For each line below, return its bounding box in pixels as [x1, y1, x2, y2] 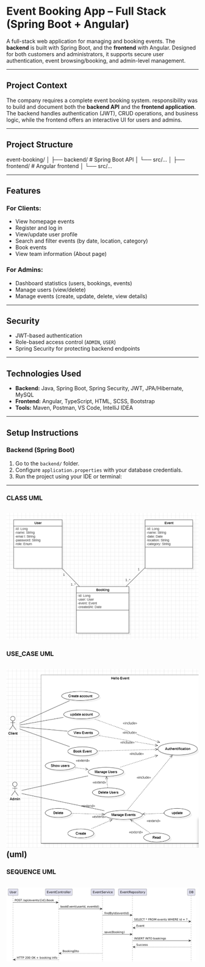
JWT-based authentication [15, 332, 82, 340]
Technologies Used [6, 368, 81, 379]
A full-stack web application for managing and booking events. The [6, 37, 176, 45]
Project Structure [6, 139, 73, 150]
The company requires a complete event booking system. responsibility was [6, 97, 198, 104]
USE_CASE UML [6, 649, 54, 658]
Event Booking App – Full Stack [6, 4, 167, 18]
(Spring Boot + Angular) [6, 17, 130, 31]
